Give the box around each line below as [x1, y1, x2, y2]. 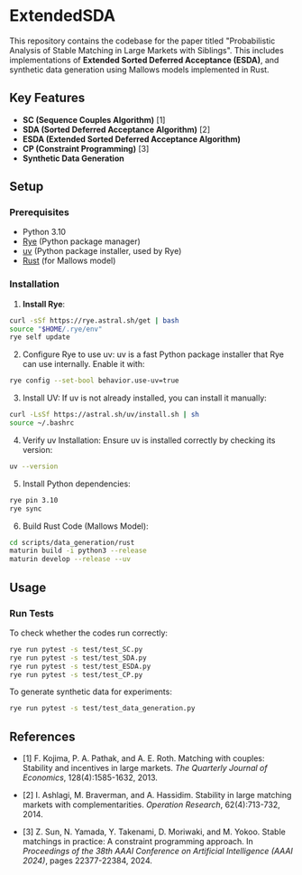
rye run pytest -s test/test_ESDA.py [9, 662, 151, 671]
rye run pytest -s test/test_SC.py [9, 644, 143, 654]
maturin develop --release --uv [9, 555, 131, 564]
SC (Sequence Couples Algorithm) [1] [22, 114, 166, 125]
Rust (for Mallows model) [22, 255, 116, 267]
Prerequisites [9, 206, 69, 219]
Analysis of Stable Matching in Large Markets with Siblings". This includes [9, 44, 284, 55]
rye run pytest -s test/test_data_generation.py [9, 704, 196, 713]
